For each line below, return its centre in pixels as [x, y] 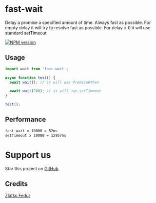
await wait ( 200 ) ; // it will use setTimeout [55, 91]
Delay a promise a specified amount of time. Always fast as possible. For [78, 22]
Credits [17, 184]
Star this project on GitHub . [32, 168]
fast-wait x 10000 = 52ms [31, 131]
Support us [28, 155]
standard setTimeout [26, 33]
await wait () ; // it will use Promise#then [54, 82]
